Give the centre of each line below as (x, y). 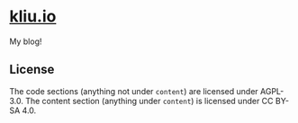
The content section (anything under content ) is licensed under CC (149, 101)
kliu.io (33, 17)
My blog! (26, 41)
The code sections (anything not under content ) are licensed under (134, 91)
